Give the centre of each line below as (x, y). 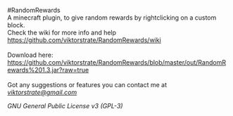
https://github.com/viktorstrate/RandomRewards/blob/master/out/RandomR (117, 62)
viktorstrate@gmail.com (42, 92)
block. (17, 25)
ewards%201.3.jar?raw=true (48, 70)
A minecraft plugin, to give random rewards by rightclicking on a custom (112, 18)
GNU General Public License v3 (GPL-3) (65, 106)
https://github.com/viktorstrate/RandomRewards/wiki (84, 40)
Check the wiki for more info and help (62, 32)
